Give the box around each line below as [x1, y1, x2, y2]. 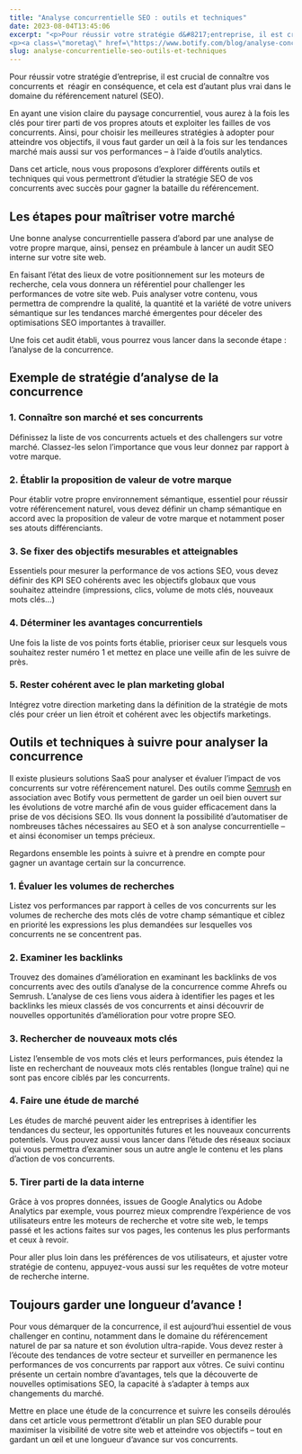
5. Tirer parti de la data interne [9, 1176, 145, 1188]
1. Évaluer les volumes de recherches [9, 880, 175, 892]
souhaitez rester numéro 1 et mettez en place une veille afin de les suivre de [9, 646, 290, 657]
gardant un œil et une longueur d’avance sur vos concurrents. [9, 1433, 238, 1445]
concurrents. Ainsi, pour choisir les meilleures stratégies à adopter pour [9, 127, 275, 138]
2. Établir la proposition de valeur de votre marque [9, 474, 232, 486]
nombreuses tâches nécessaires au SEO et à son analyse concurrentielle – [9, 820, 286, 831]
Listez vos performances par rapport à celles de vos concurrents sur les [9, 899, 277, 910]
